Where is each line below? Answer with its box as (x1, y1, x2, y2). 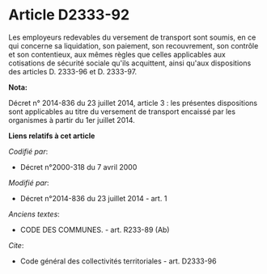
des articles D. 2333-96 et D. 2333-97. (8, 66, 138, 76)
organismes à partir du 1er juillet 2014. (8, 115, 135, 124)
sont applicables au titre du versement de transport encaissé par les (8, 107, 236, 116)
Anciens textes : (8, 209, 61, 219)
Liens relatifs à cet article (8, 131, 95, 141)
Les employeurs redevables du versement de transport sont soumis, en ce (8, 32, 256, 42)
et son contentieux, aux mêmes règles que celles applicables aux (8, 49, 227, 59)
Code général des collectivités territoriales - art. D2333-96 (19, 256, 217, 266)
